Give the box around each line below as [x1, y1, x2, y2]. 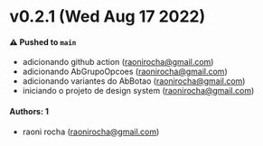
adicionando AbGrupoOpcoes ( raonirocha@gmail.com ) [22, 66, 228, 78]
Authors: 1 [9, 105, 50, 116]
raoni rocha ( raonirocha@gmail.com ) [22, 126, 160, 137]
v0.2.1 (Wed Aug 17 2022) [9, 6, 206, 27]
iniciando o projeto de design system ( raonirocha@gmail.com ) [22, 86, 255, 96]
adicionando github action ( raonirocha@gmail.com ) [22, 57, 214, 68]
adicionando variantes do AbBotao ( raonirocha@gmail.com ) [22, 76, 246, 87]
